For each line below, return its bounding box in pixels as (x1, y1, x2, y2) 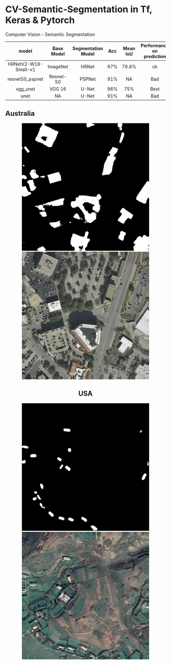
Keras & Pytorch (5, 14, 75, 26)
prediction (144, 54, 166, 60)
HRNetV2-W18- (7, 61, 43, 67)
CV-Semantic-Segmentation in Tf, (5, 4, 153, 15)
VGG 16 (49, 86, 67, 92)
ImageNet (47, 64, 69, 70)
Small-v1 (15, 66, 36, 72)
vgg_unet (15, 86, 36, 92)
